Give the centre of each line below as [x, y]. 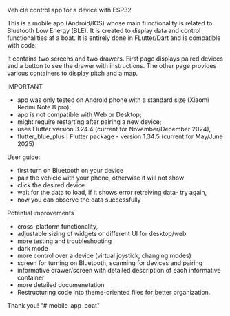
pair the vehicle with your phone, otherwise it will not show [101, 178]
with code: [22, 45]
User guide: [24, 157]
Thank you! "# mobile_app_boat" [54, 305]
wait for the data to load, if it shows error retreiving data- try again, [112, 192]
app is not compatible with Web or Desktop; [79, 114]
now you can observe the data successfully [79, 200]
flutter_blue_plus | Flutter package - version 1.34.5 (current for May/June [120, 136]
